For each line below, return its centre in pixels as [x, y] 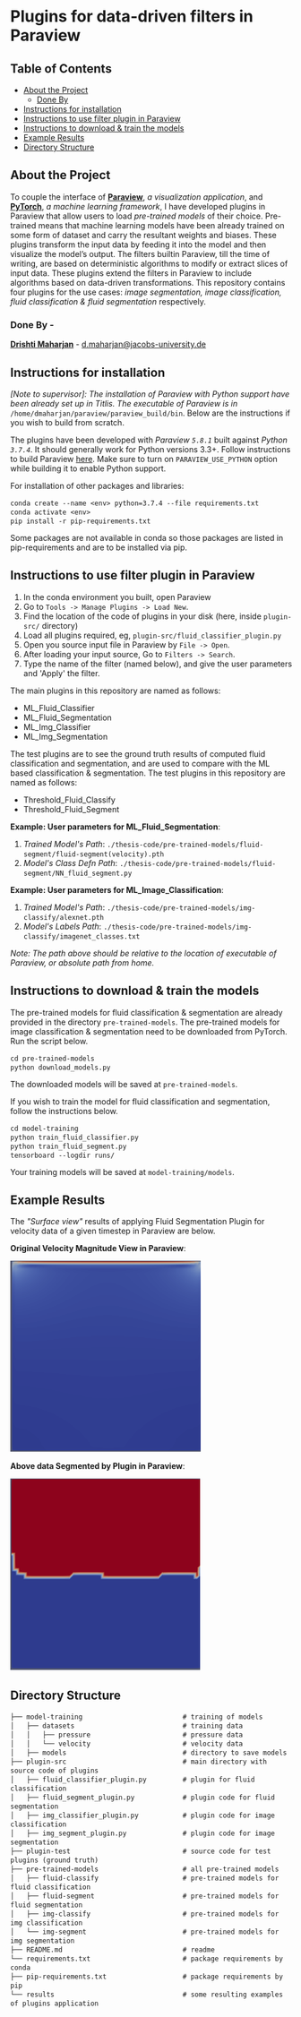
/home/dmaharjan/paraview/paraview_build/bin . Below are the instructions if [150, 413]
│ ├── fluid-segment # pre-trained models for [145, 1896]
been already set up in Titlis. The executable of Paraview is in [124, 403]
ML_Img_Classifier [57, 726]
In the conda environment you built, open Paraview [117, 597]
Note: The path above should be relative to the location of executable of [143, 953]
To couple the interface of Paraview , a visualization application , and [137, 197]
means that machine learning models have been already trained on [161, 225]
